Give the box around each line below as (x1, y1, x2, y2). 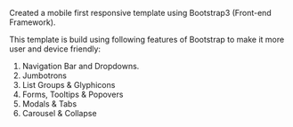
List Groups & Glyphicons (21, 80, 116, 90)
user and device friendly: (9, 44, 101, 54)
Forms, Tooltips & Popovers (21, 89, 124, 99)
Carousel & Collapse (21, 108, 97, 118)
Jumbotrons (21, 70, 67, 81)
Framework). (9, 17, 56, 28)
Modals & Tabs (21, 99, 77, 109)
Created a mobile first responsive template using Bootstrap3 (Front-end (9, 8, 272, 18)
